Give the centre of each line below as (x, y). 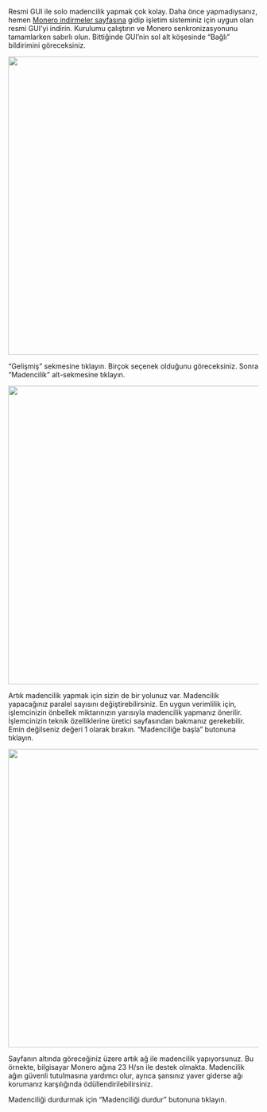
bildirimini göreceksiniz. (47, 45)
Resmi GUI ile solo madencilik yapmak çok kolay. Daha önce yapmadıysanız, (133, 12)
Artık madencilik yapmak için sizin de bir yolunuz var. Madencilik (114, 695)
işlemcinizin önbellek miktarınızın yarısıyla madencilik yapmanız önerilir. (125, 712)
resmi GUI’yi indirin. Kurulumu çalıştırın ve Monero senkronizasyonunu (123, 28)
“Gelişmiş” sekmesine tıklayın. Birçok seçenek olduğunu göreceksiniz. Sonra (133, 366)
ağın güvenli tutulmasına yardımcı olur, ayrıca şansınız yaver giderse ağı (126, 1075)
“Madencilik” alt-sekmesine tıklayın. (67, 375)
